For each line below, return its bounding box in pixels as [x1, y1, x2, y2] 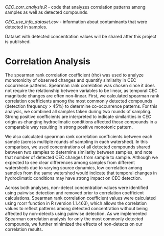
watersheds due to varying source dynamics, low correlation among [5, 165, 142, 170]
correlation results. [5, 226, 43, 232]
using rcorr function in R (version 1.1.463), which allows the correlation [5, 200, 147, 206]
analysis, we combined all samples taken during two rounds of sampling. [5, 108, 152, 114]
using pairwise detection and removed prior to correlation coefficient [5, 189, 144, 195]
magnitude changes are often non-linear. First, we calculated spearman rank [5, 93, 160, 98]
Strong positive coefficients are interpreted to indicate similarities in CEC [5, 114, 152, 119]
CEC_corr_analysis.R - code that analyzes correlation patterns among [5, 4, 146, 10]
